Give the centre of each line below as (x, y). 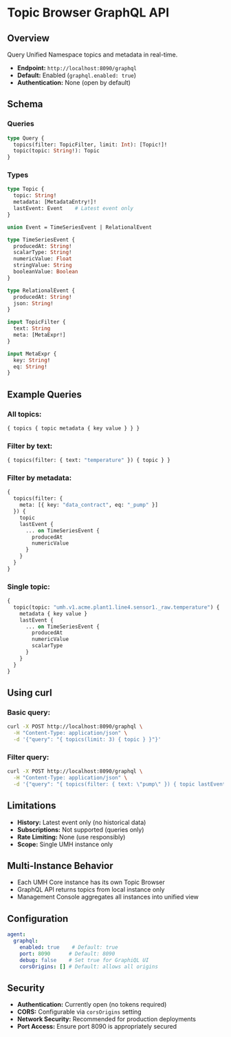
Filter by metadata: (40, 478)
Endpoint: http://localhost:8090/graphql (77, 68)
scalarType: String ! (43, 253)
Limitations (32, 806)
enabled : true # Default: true (69, 947)
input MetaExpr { (32, 354)
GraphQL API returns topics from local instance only (91, 890)
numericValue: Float (43, 259)
